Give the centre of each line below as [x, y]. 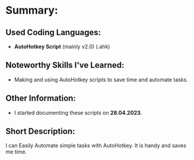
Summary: [32, 10]
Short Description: [40, 131]
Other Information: [41, 98]
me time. [16, 152]
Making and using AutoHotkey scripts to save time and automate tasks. [101, 79]
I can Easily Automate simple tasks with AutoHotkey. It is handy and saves [96, 146]
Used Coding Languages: [53, 32]
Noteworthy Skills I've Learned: [65, 65]
